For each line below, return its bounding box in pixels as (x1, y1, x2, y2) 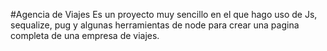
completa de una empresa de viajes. (10, 30, 160, 41)
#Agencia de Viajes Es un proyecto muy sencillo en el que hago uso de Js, (10, 9, 318, 20)
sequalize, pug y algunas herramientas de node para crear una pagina (10, 19, 300, 31)
